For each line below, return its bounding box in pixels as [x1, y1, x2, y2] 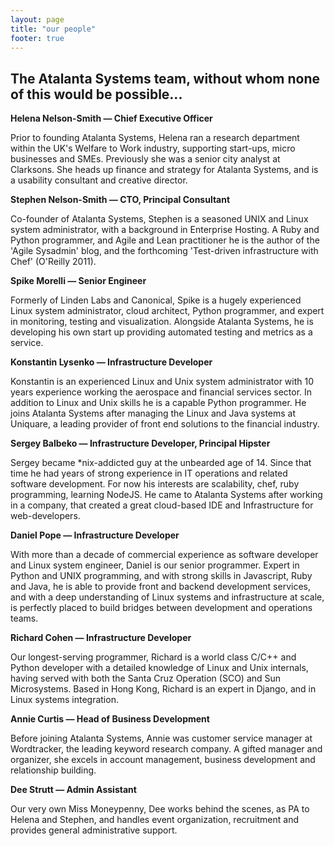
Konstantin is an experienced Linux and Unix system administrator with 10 [10, 376, 315, 388]
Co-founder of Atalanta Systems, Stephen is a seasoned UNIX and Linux [10, 213, 309, 225]
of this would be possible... [10, 86, 183, 103]
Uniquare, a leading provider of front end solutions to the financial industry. [10, 418, 320, 430]
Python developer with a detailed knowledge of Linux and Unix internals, [10, 662, 309, 674]
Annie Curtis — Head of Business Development [10, 713, 210, 725]
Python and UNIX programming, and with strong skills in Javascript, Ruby [10, 570, 313, 582]
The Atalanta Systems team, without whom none [10, 70, 320, 87]
